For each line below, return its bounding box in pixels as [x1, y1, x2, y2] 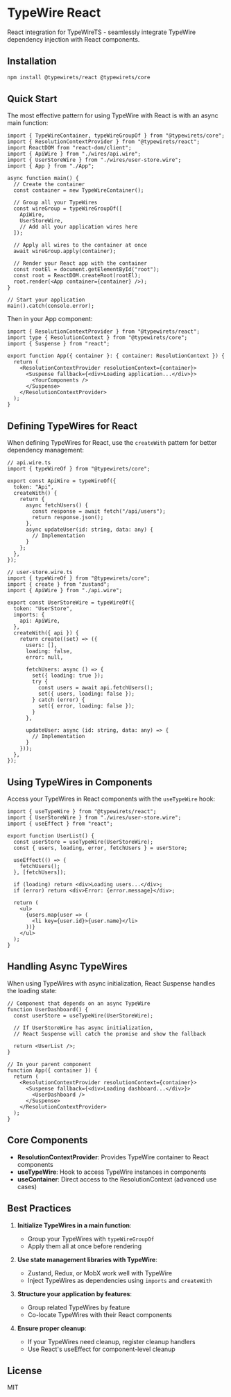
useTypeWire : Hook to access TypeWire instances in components [17, 1168, 207, 1176]
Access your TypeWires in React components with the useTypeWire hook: [7, 794, 216, 803]
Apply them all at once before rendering [27, 1242, 142, 1250]
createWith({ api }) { [13, 630, 79, 637]
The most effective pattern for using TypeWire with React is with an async [7, 111, 219, 120]
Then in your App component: [7, 315, 93, 323]
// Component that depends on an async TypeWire [7, 999, 151, 1007]
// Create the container [13, 181, 85, 188]
